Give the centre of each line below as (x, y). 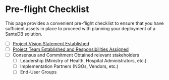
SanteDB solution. (24, 34)
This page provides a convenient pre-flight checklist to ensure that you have (84, 23)
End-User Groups (38, 72)
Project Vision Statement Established (51, 43)
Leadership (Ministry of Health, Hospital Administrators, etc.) (83, 61)
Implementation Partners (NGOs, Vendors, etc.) (69, 66)
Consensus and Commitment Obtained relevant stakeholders (76, 55)
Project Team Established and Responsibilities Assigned (71, 49)
